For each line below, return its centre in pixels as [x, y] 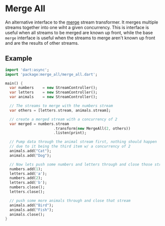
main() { [14, 83]
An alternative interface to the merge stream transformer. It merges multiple [82, 22]
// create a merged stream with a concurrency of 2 [64, 119]
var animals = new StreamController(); [54, 97]
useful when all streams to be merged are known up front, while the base [79, 32]
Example [19, 59]
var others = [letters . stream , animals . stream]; [60, 110]
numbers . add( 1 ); [26, 169]
